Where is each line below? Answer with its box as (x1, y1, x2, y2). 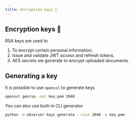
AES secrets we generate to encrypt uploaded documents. (12, 58, 130, 64)
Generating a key (5, 71, 58, 80)
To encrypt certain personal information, (12, 47, 93, 53)
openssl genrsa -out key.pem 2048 (5, 94, 75, 99)
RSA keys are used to (5, 38, 48, 44)
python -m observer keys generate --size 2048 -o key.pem (5, 112, 125, 117)
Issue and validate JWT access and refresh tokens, (12, 52, 115, 58)
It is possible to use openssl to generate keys (5, 85, 95, 90)
